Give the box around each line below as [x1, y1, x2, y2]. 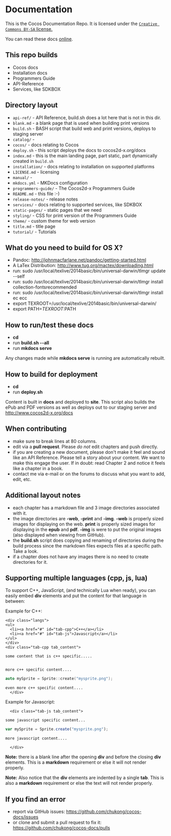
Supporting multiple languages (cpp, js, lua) [5, 574, 148, 583]
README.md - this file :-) [12, 190, 60, 196]
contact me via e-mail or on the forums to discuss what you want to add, [12, 471, 166, 477]
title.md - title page [12, 223, 56, 229]
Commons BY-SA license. [5, 26, 53, 32]
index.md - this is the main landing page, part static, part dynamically [12, 152, 157, 159]
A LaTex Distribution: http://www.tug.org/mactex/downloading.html [12, 262, 154, 269]
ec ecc [12, 295, 28, 301]
